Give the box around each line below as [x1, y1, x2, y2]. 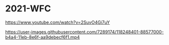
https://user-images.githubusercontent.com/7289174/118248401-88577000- [5, 29, 164, 35]
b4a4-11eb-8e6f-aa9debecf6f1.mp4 [5, 34, 80, 40]
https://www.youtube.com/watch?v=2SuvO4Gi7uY [5, 19, 110, 25]
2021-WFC [5, 3, 51, 14]
